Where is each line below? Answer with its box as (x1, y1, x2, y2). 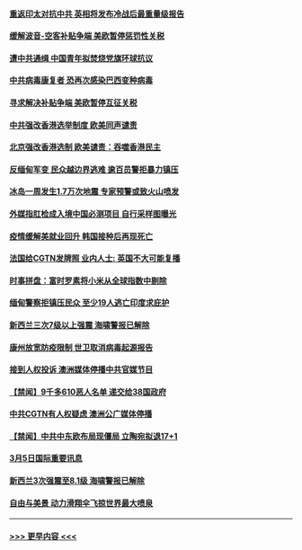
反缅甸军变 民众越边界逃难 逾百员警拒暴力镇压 (9, 164, 179, 174)
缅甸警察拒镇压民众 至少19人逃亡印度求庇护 (9, 297, 170, 308)
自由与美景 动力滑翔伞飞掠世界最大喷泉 (9, 497, 154, 508)
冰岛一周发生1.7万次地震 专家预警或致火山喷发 (9, 186, 180, 197)
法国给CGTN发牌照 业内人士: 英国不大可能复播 (9, 253, 181, 264)
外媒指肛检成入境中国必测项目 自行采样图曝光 (9, 208, 177, 219)
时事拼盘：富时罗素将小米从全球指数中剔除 (9, 275, 167, 286)
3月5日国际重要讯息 (9, 453, 83, 464)
